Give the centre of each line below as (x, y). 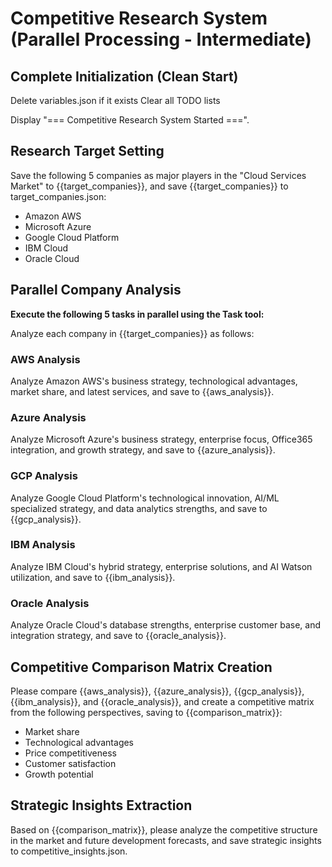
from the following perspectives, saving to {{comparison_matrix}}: (146, 712)
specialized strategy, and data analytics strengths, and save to (139, 508)
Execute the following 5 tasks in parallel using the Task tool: (137, 314)
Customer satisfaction (70, 763)
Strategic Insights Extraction (101, 805)
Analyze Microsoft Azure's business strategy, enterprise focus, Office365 (161, 439)
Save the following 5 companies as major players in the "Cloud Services (158, 175)
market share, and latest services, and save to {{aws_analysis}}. (142, 391)
